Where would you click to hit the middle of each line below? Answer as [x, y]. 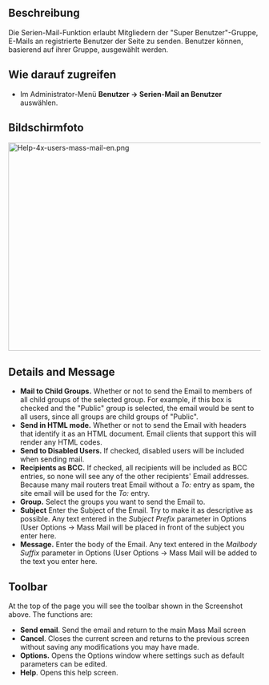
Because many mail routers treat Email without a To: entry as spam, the [137, 485]
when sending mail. [52, 459]
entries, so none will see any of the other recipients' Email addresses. [134, 477]
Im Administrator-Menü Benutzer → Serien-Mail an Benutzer [121, 94]
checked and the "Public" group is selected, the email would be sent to [137, 409]
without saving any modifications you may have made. [110, 647]
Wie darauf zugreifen [62, 75]
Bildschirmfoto [46, 128]
